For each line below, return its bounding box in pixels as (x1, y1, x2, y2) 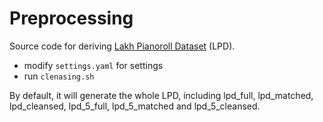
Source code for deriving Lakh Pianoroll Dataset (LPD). (9, 40, 236, 52)
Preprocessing (9, 7, 134, 30)
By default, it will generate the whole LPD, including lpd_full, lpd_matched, (9, 89, 314, 101)
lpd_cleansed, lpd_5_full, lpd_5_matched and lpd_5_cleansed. (9, 100, 261, 112)
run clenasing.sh (23, 70, 95, 82)
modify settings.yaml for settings (23, 59, 164, 71)
